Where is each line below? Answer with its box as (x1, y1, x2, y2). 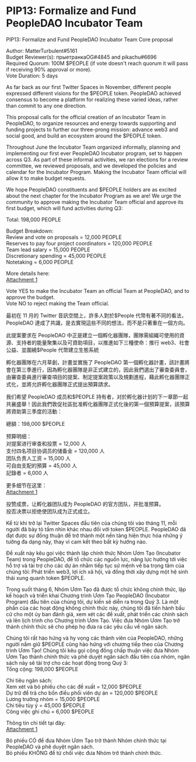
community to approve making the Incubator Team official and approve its (6, 198, 184, 206)
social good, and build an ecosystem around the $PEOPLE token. (6, 132, 162, 139)
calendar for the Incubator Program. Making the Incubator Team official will (6, 168, 187, 175)
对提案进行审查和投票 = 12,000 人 (6, 440, 86, 447)
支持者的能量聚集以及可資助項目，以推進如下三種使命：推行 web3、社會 (16, 339, 190, 346)
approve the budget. (6, 293, 55, 300)
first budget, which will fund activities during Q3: (6, 204, 123, 211)
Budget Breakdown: (6, 227, 54, 234)
